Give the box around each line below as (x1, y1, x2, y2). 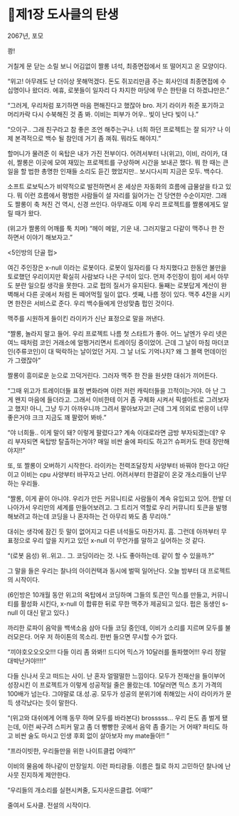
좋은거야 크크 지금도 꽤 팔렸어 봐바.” (7, 413, 107, 422)
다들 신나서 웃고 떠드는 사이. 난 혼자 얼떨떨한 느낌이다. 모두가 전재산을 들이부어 (7, 671, 225, 680)
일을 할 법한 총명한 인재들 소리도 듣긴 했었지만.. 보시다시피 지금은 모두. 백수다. (7, 167, 223, 175)
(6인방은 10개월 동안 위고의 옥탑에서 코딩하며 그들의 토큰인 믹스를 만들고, (7, 590, 210, 599)
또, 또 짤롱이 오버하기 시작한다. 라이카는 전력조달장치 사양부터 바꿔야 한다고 (7, 461, 216, 469)
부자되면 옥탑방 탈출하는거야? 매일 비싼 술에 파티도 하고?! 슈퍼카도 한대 (14, 437, 211, 446)
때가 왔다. (14, 208, 42, 218)
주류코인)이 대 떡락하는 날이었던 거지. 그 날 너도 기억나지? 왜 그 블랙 (15, 347, 203, 355)
